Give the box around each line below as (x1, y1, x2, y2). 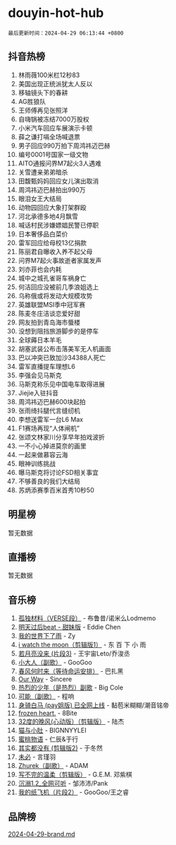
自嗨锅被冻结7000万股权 (18, 114, 89, 123)
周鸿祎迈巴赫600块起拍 (18, 397, 87, 406)
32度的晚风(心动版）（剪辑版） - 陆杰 (18, 717, 125, 726)
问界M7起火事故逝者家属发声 (18, 256, 102, 264)
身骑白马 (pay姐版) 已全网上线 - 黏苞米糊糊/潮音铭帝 (18, 701, 170, 709)
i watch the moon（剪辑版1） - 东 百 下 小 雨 (18, 641, 146, 649)
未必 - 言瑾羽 (18, 752, 56, 761)
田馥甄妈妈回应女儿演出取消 (18, 177, 99, 185)
